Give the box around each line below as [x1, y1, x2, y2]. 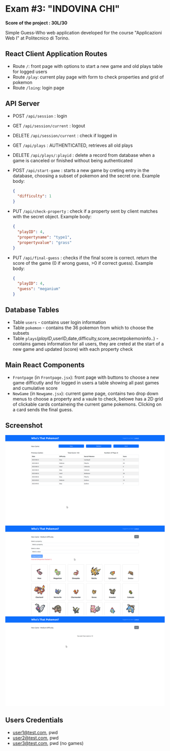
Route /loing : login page [12, 85, 65, 91]
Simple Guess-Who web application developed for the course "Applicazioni [5, 29, 162, 35]
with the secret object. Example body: [12, 214, 92, 220]
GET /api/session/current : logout [12, 123, 86, 129]
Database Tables [5, 306, 60, 314]
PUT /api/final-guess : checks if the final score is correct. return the [12, 254, 157, 261]
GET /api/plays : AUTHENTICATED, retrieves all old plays [12, 142, 133, 148]
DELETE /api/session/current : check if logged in [12, 132, 117, 138]
